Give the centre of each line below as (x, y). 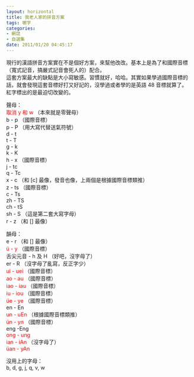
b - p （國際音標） (28, 120)
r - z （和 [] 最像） (28, 221)
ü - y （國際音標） (28, 249)
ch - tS (15, 206)
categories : (21, 28)
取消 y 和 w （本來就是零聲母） (44, 112)
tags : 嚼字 (19, 23)
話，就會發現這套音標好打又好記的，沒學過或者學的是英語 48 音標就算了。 (97, 84)
